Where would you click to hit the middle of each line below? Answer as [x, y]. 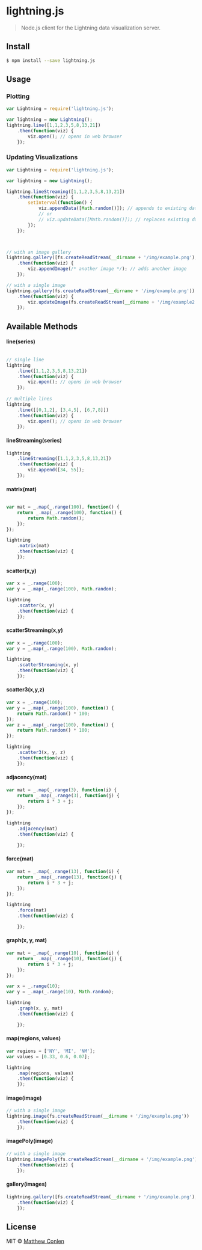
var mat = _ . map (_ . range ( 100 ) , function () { [63, 507]
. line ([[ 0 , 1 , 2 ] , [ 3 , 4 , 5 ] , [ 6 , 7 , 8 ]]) [63, 410]
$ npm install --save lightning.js [51, 60]
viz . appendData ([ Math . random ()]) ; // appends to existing [112, 209]
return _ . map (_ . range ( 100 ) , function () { [69, 512]
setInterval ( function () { [60, 203]
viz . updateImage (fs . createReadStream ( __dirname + [91, 302]
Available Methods [42, 326]
